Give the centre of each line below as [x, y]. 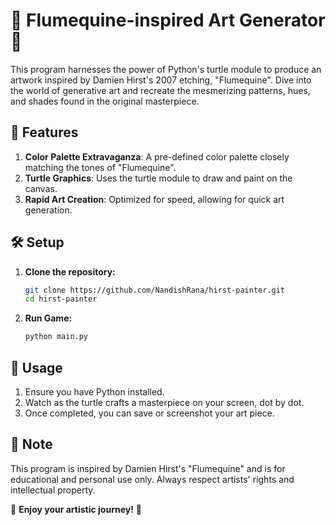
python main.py [56, 337]
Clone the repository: [70, 271]
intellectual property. [53, 490]
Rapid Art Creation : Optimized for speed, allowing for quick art [154, 199]
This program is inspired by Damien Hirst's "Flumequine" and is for [148, 468]
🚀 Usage [36, 367]
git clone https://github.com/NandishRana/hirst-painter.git [155, 290]
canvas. [41, 188]
